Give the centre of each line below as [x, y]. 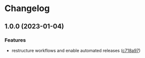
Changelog [27, 8]
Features [15, 40]
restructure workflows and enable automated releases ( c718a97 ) [76, 50]
